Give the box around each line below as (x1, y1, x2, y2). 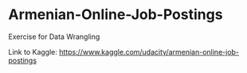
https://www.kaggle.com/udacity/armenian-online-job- (58, 47, 240, 56)
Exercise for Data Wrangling (8, 32, 100, 41)
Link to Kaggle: (8, 47, 57, 56)
